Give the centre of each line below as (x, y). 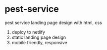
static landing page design (39, 37)
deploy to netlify (28, 32)
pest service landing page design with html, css (53, 23)
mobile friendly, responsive (39, 42)
